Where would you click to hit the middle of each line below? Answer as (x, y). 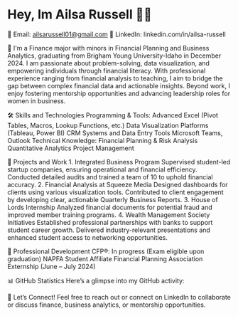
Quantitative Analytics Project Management (71, 148)
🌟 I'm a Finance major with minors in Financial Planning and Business (108, 48)
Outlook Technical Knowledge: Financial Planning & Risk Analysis (103, 140)
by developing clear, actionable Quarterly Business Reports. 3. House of (113, 199)
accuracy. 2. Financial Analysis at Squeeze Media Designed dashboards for (118, 184)
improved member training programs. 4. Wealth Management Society (109, 215)
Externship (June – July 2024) (52, 266)
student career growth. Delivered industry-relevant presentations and (109, 230)
